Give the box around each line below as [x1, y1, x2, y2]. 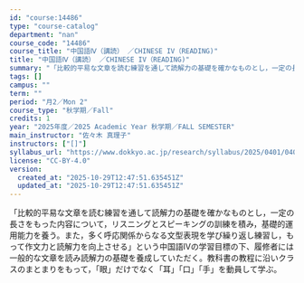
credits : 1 [9, 114, 51, 123]
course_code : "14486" [9, 38, 91, 48]
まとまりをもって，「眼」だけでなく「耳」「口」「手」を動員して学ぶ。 [24, 264, 282, 275]
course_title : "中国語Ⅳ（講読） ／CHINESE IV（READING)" [9, 47, 219, 56]
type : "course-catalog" [9, 22, 100, 31]
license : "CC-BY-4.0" [9, 156, 91, 165]
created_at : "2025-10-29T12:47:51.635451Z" [17, 173, 184, 182]
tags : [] [9, 72, 43, 81]
